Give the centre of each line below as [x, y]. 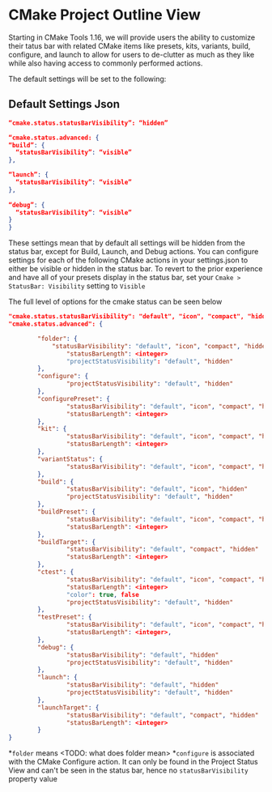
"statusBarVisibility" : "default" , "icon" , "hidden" [157, 489]
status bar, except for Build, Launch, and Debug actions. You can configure [134, 252]
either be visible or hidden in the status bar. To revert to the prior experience [136, 269]
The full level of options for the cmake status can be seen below [115, 302]
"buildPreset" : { [66, 512]
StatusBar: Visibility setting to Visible [77, 286]
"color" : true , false [102, 594]
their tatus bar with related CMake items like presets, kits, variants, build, [130, 45]
